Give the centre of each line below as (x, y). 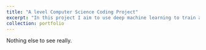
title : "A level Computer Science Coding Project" (72, 12)
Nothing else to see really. (39, 41)
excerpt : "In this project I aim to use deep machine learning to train (101, 18)
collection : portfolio (35, 23)
